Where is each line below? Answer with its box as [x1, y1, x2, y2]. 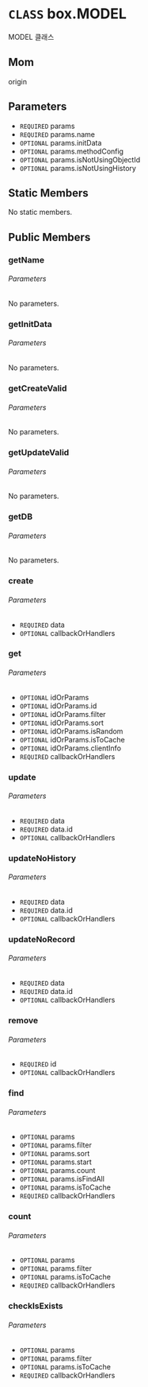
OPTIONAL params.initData [19, 138, 102, 147]
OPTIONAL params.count [19, 1166, 96, 1175]
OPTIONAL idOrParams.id [19, 701, 97, 711]
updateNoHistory [8, 852, 77, 863]
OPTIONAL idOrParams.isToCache [19, 734, 125, 744]
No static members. [8, 208, 73, 217]
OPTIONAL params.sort [19, 1149, 90, 1159]
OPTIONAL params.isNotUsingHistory [19, 163, 137, 173]
